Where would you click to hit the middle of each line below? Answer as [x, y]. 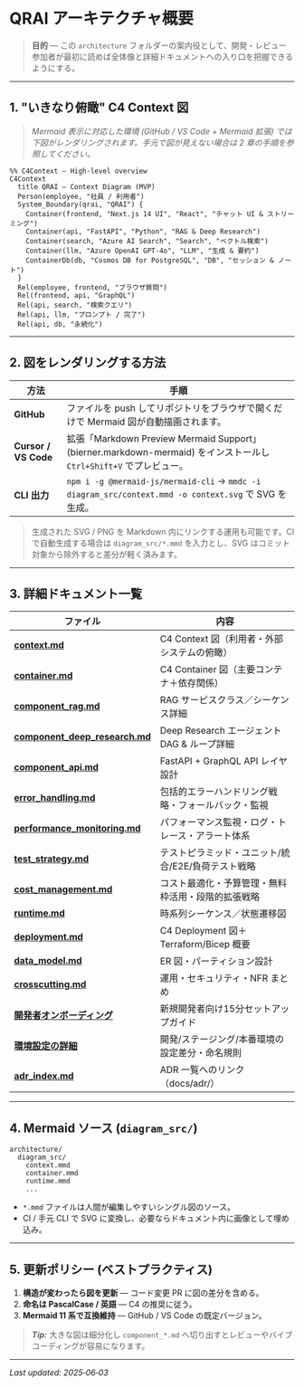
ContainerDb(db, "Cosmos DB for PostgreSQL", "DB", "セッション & [150, 260]
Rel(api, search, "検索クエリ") [75, 305]
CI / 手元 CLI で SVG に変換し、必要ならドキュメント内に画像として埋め [156, 1219]
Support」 [240, 438]
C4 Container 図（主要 [208, 670]
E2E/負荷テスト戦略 [214, 867]
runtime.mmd [48, 1182]
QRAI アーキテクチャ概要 [102, 19]
